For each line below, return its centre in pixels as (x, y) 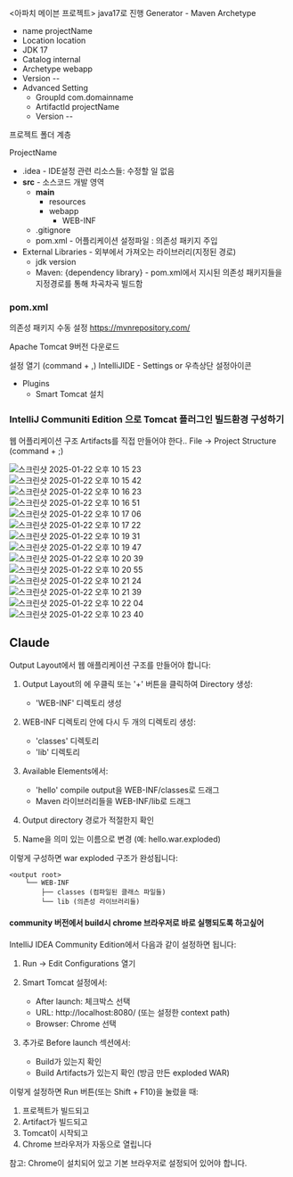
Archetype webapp (57, 69)
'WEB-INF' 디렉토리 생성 (78, 703)
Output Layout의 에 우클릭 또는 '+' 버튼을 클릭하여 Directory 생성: (138, 684)
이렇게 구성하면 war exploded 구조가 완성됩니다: (94, 858)
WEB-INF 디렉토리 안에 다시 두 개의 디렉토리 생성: (109, 722)
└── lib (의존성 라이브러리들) (91, 902)
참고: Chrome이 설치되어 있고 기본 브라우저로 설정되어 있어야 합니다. (128, 1163)
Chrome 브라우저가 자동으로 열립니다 (87, 1144)
